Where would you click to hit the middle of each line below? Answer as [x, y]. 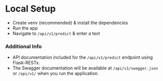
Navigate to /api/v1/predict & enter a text [56, 33]
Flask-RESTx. [26, 63]
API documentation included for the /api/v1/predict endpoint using [83, 57]
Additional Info [24, 46]
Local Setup [31, 9]
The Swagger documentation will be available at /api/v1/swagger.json [85, 68]
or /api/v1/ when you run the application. [56, 73]
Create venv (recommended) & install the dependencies [70, 23]
